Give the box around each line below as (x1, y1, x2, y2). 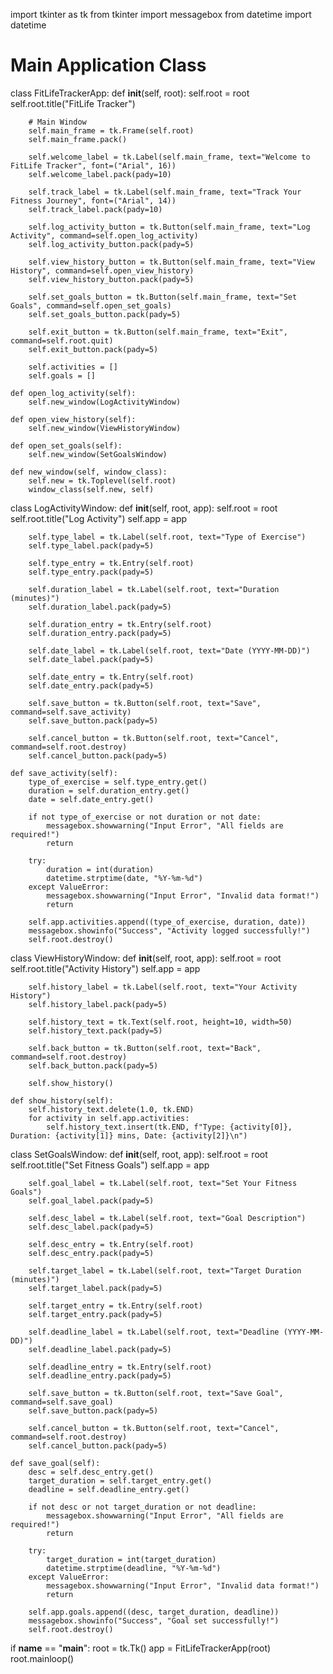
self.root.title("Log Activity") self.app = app (10, 512, 188, 524)
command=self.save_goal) (10, 1397, 114, 1407)
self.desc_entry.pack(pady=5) (28, 1248, 155, 1258)
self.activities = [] (28, 362, 118, 372)
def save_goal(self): (10, 1458, 101, 1468)
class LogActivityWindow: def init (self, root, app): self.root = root (10, 502, 278, 514)
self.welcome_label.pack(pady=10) (28, 169, 172, 179)
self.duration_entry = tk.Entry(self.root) (28, 619, 213, 629)
